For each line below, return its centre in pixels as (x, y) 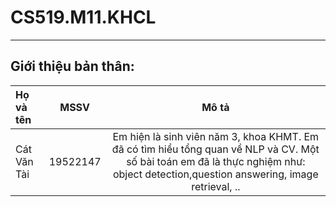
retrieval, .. (216, 186)
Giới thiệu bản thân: (72, 66)
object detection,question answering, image (215, 174)
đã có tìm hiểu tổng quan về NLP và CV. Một (215, 149)
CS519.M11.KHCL (83, 17)
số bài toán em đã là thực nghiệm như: (216, 161)
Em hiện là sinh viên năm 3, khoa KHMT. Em (216, 136)
